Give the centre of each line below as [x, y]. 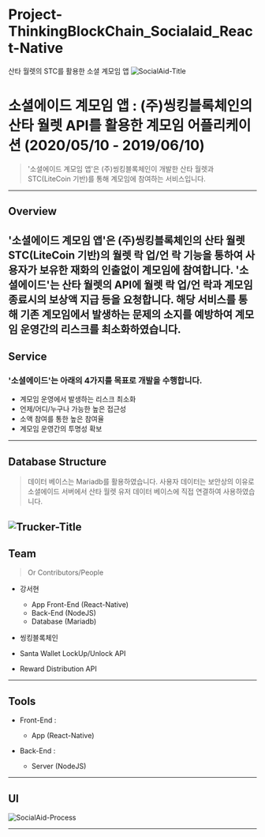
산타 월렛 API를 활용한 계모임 [96, 126]
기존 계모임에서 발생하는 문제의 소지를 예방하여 [126, 314]
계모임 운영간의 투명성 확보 [61, 429]
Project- [35, 15]
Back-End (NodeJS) [64, 613]
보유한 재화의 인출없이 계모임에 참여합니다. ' [139, 270]
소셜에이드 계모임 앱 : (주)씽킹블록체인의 [130, 106]
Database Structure [57, 461]
